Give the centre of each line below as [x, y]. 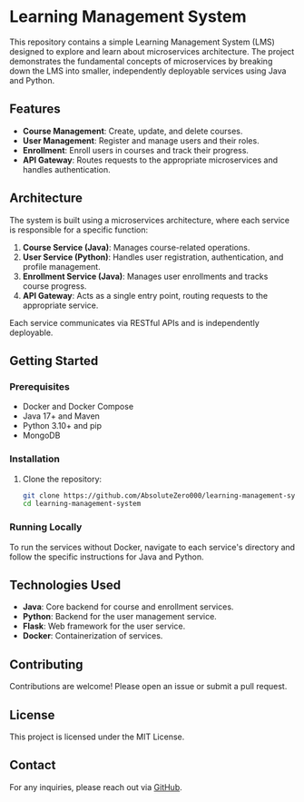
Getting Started [54, 361]
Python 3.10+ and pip [62, 426]
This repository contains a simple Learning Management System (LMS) [142, 42]
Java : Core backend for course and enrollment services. [128, 607]
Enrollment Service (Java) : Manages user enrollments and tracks [145, 276]
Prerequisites [39, 386]
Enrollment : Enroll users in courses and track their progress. [136, 150]
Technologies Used [65, 584]
